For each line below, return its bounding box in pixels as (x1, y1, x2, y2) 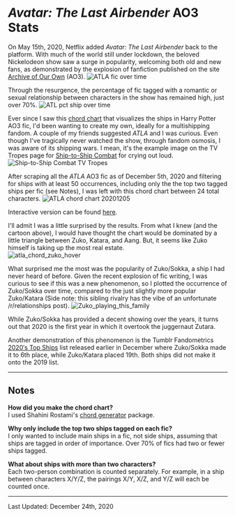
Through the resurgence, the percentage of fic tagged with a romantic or (8, 86, 218, 94)
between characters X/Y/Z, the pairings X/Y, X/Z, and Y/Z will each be (8, 474, 210, 483)
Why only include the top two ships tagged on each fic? (8, 424, 173, 433)
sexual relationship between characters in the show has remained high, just (8, 93, 225, 102)
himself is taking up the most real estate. (8, 243, 125, 252)
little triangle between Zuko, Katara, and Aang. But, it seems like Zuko (8, 236, 208, 245)
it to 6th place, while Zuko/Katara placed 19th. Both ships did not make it (8, 350, 215, 359)
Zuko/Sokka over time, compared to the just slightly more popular (8, 286, 197, 295)
